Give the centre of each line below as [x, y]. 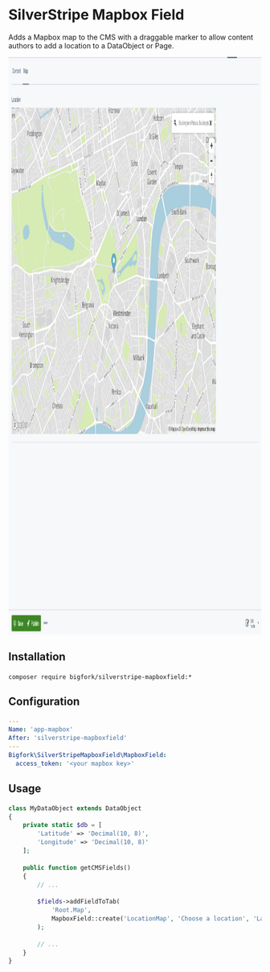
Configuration [44, 702]
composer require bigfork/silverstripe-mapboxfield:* [100, 677]
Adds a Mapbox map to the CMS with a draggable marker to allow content [131, 37]
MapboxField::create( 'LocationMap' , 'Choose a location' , [150, 919]
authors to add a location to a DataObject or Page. [91, 45]
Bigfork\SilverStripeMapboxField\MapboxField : [88, 755]
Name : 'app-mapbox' [41, 730]
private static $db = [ [63, 825]
